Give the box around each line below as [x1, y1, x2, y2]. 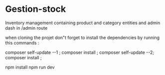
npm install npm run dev [5, 64, 55, 70]
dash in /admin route [5, 25, 48, 31]
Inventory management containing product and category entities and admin [5, 20, 161, 26]
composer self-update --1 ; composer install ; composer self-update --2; [5, 49, 155, 55]
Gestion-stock [5, 3, 66, 15]
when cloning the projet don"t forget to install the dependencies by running [5, 35, 160, 40]
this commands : [5, 39, 39, 45]
